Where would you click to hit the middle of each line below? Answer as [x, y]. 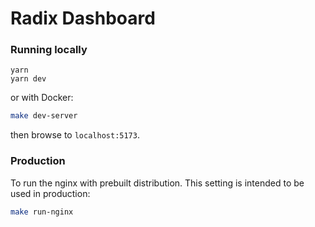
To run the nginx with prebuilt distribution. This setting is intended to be [157, 183]
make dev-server [44, 116]
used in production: [50, 193]
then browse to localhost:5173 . [75, 135]
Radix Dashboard [83, 18]
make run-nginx [42, 212]
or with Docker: [42, 98]
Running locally [49, 50]
